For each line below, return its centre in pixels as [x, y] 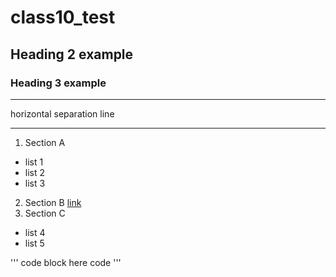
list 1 [34, 162]
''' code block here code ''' [66, 262]
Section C [45, 213]
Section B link [53, 202]
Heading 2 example [72, 54]
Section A [45, 142]
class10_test [63, 17]
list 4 [35, 232]
